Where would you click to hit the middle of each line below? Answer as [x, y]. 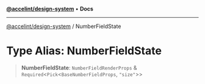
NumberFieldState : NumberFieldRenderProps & [79, 68]
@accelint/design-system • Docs [50, 9]
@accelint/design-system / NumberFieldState [64, 26]
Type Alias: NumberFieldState [84, 51]
